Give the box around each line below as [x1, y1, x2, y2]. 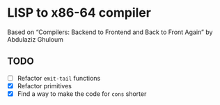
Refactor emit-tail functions [17, 74, 101, 82]
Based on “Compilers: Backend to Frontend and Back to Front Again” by [7, 28, 213, 36]
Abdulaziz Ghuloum [7, 35, 64, 43]
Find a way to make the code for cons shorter [17, 89, 147, 98]
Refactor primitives [17, 81, 72, 90]
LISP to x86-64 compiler [7, 5, 152, 21]
